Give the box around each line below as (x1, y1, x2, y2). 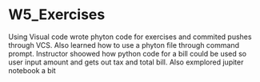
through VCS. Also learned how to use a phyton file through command (8, 40, 240, 49)
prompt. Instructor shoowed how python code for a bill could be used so (8, 49, 246, 58)
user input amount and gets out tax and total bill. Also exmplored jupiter (8, 57, 244, 67)
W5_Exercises (8, 6, 106, 24)
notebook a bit (8, 65, 56, 75)
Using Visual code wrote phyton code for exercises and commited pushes (8, 32, 252, 41)
